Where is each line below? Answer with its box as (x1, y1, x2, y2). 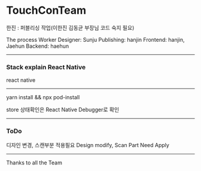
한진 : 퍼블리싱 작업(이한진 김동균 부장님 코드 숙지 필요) (6, 24, 135, 31)
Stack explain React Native (6, 63, 86, 71)
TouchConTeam (6, 4, 87, 17)
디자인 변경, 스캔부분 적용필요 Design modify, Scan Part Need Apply (6, 141, 169, 148)
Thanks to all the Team (6, 159, 63, 166)
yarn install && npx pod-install (6, 94, 80, 101)
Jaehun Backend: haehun (6, 42, 69, 50)
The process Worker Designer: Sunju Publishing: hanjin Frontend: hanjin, (6, 36, 185, 43)
